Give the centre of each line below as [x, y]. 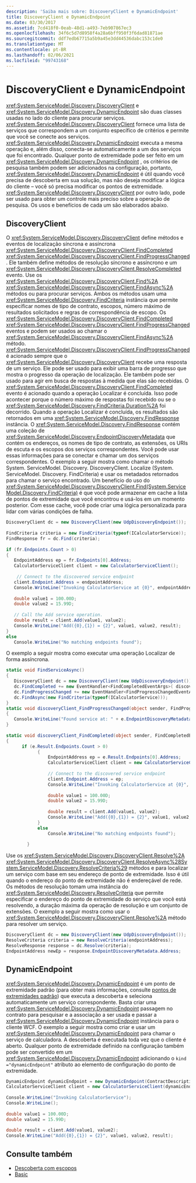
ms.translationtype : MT [35, 45]
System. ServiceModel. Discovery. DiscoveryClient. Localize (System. [90, 468]
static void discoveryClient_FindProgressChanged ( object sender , [87, 708]
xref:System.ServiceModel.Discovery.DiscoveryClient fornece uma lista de [96, 124]
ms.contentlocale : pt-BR [36, 50]
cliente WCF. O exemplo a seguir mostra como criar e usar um [81, 1027]
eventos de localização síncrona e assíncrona [61, 244]
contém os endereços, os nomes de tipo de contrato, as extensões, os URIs [97, 443]
